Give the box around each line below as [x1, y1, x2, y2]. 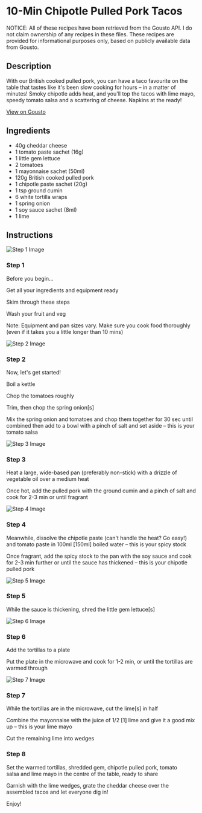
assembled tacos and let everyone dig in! [6, 788, 109, 795]
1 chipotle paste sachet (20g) [14, 180, 88, 188]
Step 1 [6, 261, 25, 270]
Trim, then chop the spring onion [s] [6, 403, 95, 411]
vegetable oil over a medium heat [6, 475, 89, 483]
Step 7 [6, 691, 25, 700]
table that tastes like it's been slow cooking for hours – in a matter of [6, 83, 176, 91]
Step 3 [6, 455, 26, 463]
